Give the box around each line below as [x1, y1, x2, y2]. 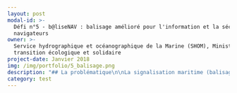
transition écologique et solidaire [13, 50, 121, 57]
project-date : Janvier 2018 [7, 56, 90, 63]
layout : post [7, 10, 46, 17]
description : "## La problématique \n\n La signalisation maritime [7, 69, 203, 76]
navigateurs [13, 29, 49, 37]
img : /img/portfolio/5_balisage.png [7, 62, 115, 69]
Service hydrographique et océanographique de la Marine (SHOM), [13, 43, 210, 50]
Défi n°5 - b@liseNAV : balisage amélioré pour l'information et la [13, 23, 219, 30]
